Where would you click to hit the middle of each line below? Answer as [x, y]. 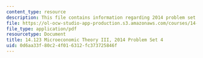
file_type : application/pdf [42, 29]
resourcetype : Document [36, 34]
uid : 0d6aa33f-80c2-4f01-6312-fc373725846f [62, 46]
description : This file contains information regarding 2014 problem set [101, 18]
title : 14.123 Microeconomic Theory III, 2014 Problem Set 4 [85, 40]
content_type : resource [36, 12]
